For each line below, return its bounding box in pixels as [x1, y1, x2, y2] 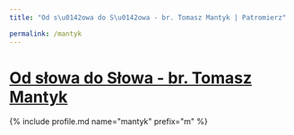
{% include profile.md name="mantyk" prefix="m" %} [9, 116, 208, 127]
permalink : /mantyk [9, 29, 82, 38]
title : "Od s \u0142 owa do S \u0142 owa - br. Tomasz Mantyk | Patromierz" [9, 13, 287, 22]
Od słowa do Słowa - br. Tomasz [9, 68, 253, 88]
